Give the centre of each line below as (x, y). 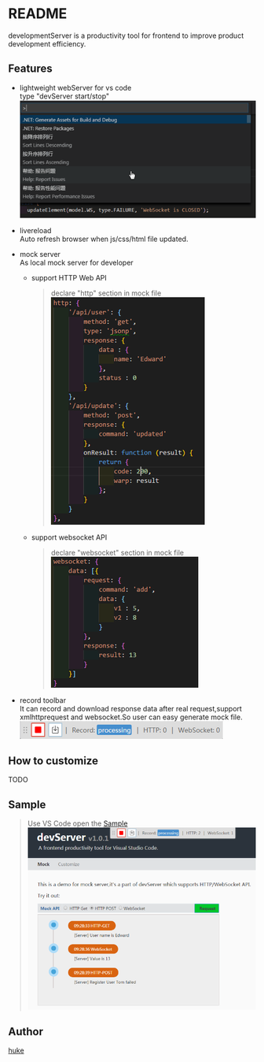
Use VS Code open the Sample (77, 823)
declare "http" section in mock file (106, 293)
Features (30, 69)
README (38, 14)
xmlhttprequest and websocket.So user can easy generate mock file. (131, 717)
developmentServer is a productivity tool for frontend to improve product (126, 35)
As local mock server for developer (76, 262)
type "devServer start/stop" (64, 96)
